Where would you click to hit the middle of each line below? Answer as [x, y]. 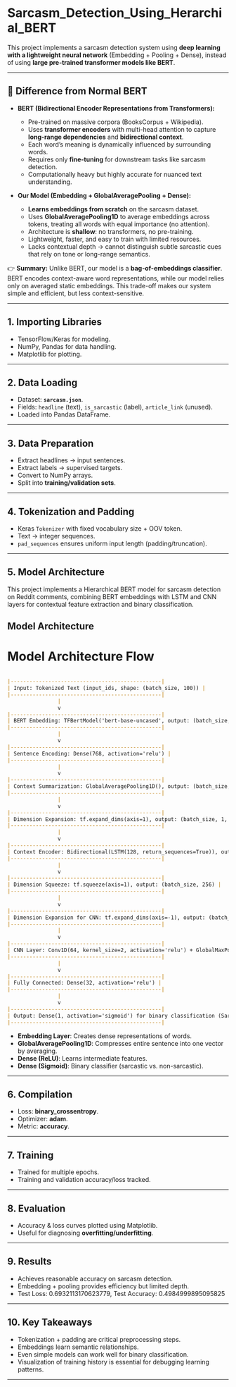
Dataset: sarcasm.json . [50, 400]
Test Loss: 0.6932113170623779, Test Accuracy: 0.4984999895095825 [121, 1293]
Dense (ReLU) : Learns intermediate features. [82, 1058]
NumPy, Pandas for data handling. [67, 346]
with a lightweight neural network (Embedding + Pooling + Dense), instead [117, 55]
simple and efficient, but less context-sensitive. [76, 293]
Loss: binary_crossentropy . [58, 1111]
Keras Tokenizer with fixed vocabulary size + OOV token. [100, 529]
